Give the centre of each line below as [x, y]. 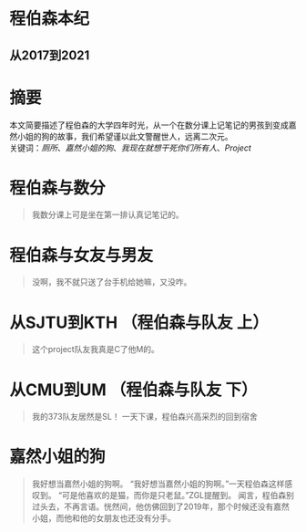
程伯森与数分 [58, 188]
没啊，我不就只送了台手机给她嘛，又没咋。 [112, 282]
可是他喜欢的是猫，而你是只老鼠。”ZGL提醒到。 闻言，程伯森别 [178, 495]
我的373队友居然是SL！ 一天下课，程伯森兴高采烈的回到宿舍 [144, 417]
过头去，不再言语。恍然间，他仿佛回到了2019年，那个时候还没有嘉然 [160, 506]
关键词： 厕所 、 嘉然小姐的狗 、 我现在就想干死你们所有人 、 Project [131, 148]
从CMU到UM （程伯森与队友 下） [133, 390]
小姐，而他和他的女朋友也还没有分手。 [103, 518]
